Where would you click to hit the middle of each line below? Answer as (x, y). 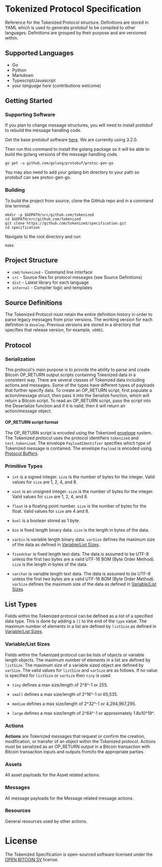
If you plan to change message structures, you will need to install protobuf (79, 125)
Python (19, 70)
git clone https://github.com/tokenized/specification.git (66, 223)
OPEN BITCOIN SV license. (32, 859)
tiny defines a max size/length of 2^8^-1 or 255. (60, 685)
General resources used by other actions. (46, 821)
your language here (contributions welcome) (57, 86)
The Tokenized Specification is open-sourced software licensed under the (79, 854)
